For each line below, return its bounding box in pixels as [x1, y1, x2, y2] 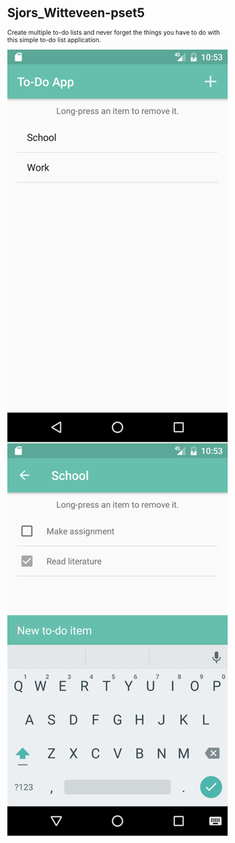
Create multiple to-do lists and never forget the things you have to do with [7, 28, 220, 36]
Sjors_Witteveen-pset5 [7, 5, 145, 21]
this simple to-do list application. [7, 35, 101, 43]
